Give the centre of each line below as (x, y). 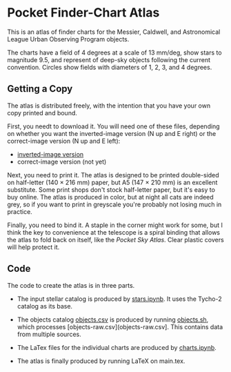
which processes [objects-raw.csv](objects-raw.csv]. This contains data (120, 326)
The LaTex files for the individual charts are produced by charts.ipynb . (117, 347)
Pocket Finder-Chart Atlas (83, 13)
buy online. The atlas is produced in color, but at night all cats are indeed (110, 197)
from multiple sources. (49, 334)
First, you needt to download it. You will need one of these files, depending (113, 126)
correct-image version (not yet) (62, 161)
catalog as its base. (45, 306)
